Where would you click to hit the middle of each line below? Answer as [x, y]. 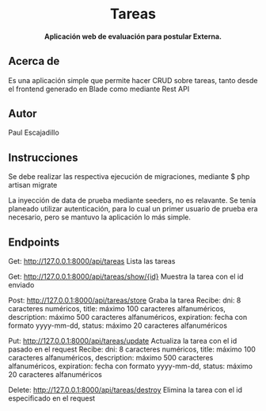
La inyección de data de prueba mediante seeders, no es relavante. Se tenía [132, 200]
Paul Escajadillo [34, 133]
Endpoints [34, 242]
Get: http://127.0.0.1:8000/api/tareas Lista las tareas [92, 261]
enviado [21, 285]
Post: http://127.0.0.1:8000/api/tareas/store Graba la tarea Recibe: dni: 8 [125, 300]
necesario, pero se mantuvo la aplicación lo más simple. [100, 217]
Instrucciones [43, 157]
